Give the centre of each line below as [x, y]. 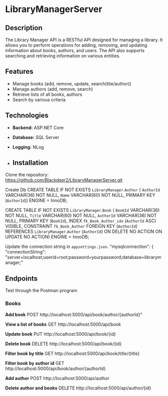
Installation [30, 163]
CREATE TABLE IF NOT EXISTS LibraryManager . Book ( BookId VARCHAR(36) [82, 210]
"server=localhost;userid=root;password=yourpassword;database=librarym [83, 257]
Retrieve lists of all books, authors [47, 94]
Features [19, 72]
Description [24, 28]
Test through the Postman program [41, 291]
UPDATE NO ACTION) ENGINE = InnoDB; [47, 237]
